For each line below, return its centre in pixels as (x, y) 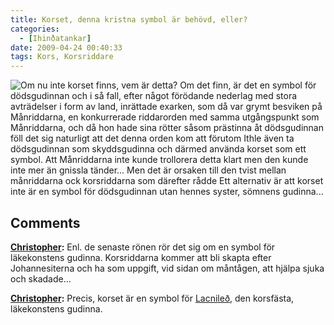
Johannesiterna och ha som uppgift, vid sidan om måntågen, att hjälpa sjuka (167, 268)
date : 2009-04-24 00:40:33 (66, 47)
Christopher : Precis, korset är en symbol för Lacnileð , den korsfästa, (152, 298)
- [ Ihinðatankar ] (55, 38)
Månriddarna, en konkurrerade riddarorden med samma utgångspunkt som (165, 117)
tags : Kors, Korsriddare (62, 57)
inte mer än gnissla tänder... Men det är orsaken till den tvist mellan (148, 170)
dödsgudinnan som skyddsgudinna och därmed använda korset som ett (158, 149)
